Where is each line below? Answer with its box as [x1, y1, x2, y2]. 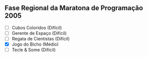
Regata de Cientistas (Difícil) [11, 35, 70, 41]
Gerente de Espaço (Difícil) [11, 30, 67, 36]
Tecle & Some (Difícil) [11, 47, 56, 53]
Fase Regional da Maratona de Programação [4, 4, 144, 12]
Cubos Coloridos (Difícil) [11, 25, 62, 30]
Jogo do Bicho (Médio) [11, 41, 59, 47]
